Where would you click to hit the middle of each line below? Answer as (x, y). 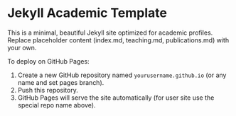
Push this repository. (48, 90)
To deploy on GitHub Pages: (49, 61)
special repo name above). (57, 105)
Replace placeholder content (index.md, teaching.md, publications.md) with (118, 40)
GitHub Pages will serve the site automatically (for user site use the (116, 98)
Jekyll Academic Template (87, 13)
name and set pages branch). (61, 82)
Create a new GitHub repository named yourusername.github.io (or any (122, 75)
